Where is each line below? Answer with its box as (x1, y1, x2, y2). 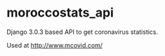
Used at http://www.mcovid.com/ (6, 41, 103, 49)
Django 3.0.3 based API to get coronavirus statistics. (6, 28, 159, 36)
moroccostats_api (6, 5, 114, 21)
